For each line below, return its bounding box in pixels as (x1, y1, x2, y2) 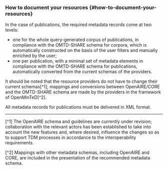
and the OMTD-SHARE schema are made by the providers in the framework (5, 89, 161, 95)
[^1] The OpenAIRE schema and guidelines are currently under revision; (5, 118, 152, 124)
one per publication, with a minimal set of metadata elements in (12, 58, 143, 64)
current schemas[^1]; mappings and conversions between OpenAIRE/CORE (5, 84, 160, 90)
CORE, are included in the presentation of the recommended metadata (5, 155, 150, 161)
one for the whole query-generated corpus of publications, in (12, 37, 139, 43)
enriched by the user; (12, 53, 57, 59)
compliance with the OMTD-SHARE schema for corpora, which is (12, 42, 147, 48)
